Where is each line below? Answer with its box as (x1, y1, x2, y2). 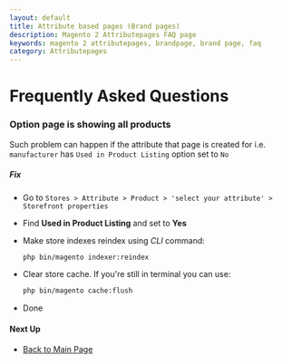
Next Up (9, 323, 41, 334)
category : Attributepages (9, 47, 107, 56)
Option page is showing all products (9, 119, 171, 131)
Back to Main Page (22, 343, 93, 354)
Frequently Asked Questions (9, 86, 229, 107)
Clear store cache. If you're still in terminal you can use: (22, 269, 231, 280)
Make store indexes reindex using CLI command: (22, 235, 206, 245)
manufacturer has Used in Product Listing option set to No (9, 148, 229, 159)
